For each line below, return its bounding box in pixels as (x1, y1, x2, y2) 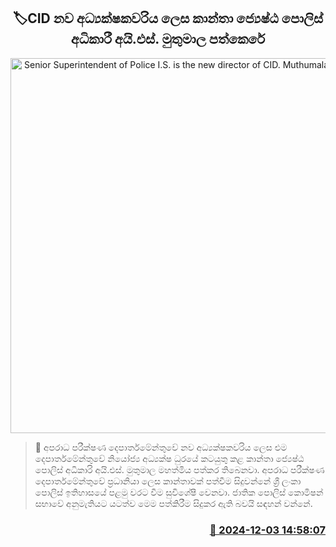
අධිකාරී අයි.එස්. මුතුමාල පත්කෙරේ (70, 31, 266, 48)
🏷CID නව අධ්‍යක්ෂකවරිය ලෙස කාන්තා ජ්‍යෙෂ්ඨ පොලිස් (12, 10, 324, 27)
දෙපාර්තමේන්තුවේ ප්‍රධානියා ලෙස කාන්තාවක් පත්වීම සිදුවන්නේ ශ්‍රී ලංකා (34, 475, 302, 487)
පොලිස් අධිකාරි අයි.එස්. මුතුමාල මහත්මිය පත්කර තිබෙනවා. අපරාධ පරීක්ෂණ (34, 463, 325, 475)
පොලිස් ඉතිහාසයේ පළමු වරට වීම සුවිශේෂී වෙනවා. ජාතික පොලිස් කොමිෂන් (34, 486, 324, 498)
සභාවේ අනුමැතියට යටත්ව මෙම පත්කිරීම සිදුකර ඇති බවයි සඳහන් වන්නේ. (34, 497, 313, 509)
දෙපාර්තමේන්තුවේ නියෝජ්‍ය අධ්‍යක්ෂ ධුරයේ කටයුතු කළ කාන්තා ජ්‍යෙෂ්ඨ (34, 452, 305, 464)
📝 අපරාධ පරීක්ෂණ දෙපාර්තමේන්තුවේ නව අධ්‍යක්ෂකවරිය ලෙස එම (34, 441, 288, 453)
